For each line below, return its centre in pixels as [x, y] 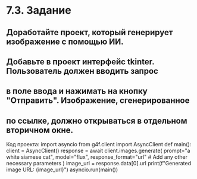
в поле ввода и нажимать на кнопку [77, 91]
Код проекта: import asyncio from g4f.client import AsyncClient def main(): [99, 145]
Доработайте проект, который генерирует [90, 32]
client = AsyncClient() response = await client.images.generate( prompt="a [98, 151]
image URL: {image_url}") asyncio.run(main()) [62, 169]
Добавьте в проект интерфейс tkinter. [80, 62]
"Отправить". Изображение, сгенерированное [98, 101]
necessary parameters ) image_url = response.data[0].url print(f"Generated [99, 164]
